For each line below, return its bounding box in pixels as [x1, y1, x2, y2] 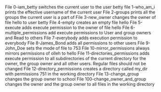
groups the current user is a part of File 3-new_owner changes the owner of [5, 15, 156, 20]
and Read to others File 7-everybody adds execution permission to [5, 35, 137, 41]
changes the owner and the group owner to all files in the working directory [5, 81, 155, 87]
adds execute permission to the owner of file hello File [22, 25, 130, 31]
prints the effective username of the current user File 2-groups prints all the [5, 9, 156, 15]
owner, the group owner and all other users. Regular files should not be [5, 61, 146, 66]
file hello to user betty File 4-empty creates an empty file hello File [5, 19, 137, 25]
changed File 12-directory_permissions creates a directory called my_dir [5, 66, 148, 72]
